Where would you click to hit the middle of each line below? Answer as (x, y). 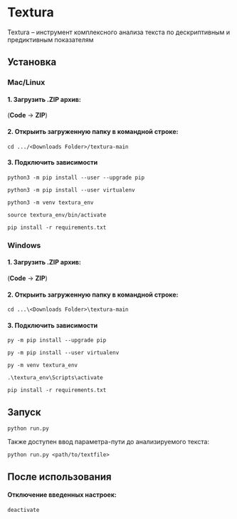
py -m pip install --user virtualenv (63, 353)
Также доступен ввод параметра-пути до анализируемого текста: (109, 442)
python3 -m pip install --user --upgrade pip (76, 178)
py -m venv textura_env (43, 365)
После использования (59, 477)
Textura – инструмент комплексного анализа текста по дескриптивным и (118, 32)
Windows (24, 245)
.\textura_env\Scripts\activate (55, 378)
